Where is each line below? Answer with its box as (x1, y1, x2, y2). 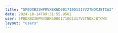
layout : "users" (5, 20, 39, 26)
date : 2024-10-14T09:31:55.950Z (5, 12, 72, 16)
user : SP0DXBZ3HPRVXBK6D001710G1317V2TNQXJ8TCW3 (5, 16, 107, 21)
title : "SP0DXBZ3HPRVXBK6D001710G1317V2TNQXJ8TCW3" (5, 7, 114, 12)
